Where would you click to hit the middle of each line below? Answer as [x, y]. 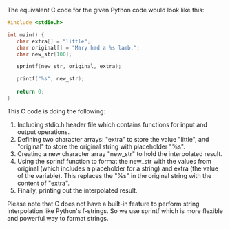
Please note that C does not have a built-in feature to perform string [103, 204]
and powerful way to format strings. [58, 218]
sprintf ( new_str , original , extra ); [69, 67]
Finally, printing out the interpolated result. [77, 190]
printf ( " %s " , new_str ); [50, 79]
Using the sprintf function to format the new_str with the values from [114, 161]
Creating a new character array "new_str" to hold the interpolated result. [119, 153]
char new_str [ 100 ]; [44, 54]
